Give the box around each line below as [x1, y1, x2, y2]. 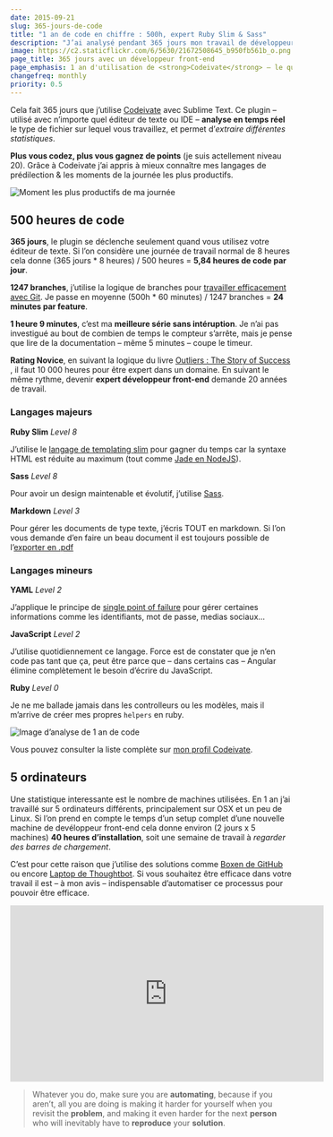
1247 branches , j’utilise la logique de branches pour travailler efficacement [10, 282, 287, 293]
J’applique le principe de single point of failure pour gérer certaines [10, 602, 259, 613]
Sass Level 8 [10, 470, 58, 481]
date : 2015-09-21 [10, 13, 75, 22]
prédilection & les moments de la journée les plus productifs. [10, 169, 234, 180]
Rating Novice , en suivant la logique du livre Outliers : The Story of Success [10, 355, 291, 366]
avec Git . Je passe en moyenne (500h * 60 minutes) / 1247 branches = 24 [10, 292, 285, 303]
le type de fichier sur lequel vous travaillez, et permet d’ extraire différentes [10, 123, 286, 134]
